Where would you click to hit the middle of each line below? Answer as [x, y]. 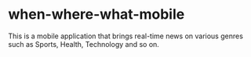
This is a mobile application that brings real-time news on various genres [125, 36]
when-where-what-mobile [96, 14]
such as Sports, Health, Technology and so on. [84, 44]
